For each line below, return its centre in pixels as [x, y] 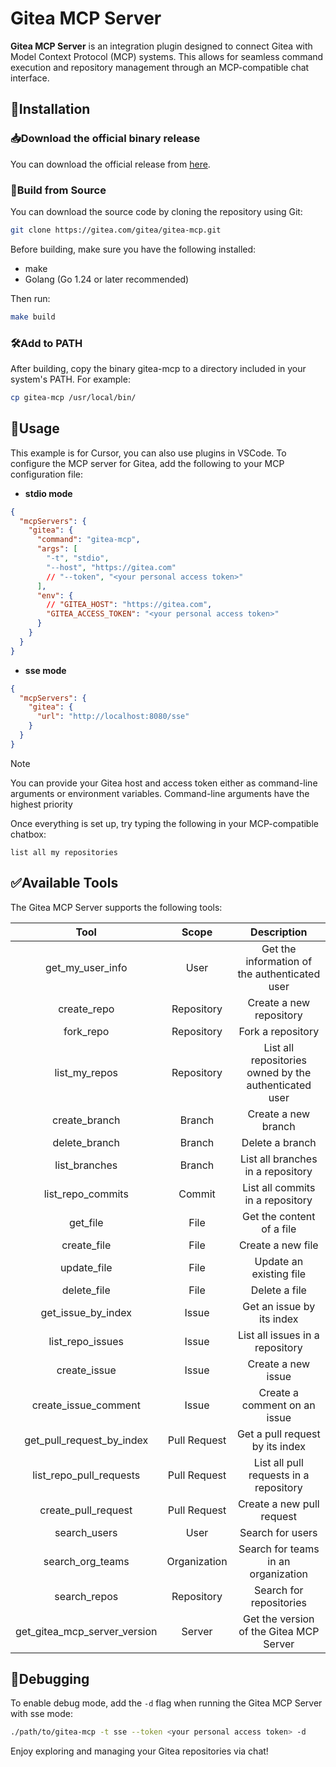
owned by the [279, 1072]
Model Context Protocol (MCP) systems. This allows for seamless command [167, 56]
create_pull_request [86, 1510]
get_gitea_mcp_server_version [86, 1631]
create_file [86, 1245]
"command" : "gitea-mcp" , [88, 540]
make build [33, 317]
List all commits [279, 1187]
